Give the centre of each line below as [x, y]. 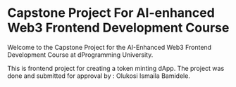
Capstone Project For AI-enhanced [111, 13]
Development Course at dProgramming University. [80, 55]
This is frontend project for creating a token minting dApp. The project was [116, 68]
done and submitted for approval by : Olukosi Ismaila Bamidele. [99, 76]
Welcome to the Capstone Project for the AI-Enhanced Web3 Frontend [110, 47]
